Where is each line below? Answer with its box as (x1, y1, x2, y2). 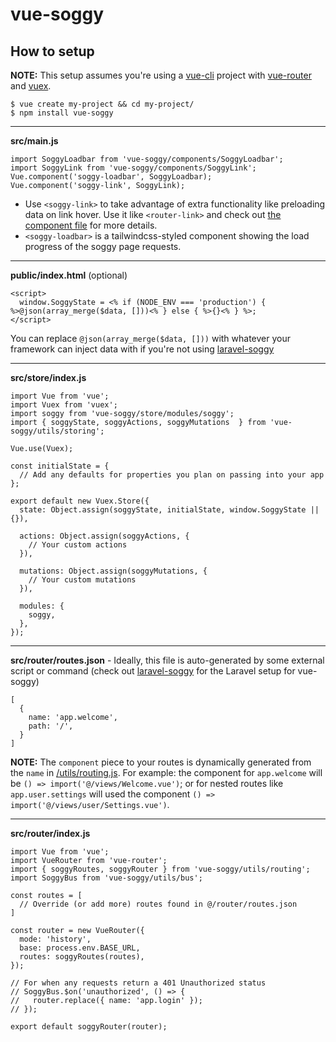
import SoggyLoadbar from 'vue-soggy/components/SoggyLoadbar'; (10, 154, 284, 164)
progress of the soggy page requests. (24, 241, 182, 252)
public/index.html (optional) (10, 269, 128, 281)
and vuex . (10, 80, 52, 92)
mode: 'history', (19, 934, 92, 944)
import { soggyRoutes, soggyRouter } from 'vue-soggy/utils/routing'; (10, 864, 311, 874)
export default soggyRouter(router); (10, 1022, 168, 1032)
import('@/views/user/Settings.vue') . (10, 799, 170, 810)
